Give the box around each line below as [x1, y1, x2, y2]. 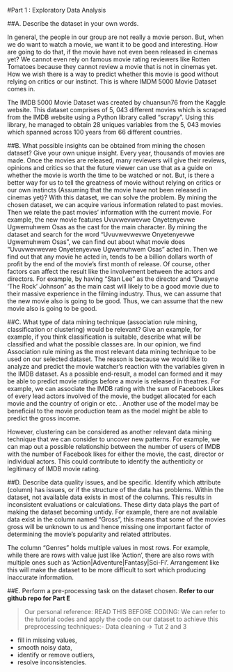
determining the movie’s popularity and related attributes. [7, 530, 172, 538]
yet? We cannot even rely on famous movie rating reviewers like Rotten [7, 55, 211, 63]
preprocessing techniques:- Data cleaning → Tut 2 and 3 [24, 623, 187, 630]
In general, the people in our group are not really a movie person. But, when [7, 33, 224, 41]
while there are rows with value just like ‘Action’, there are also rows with [7, 551, 214, 559]
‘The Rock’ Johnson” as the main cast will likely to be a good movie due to [7, 282, 220, 290]
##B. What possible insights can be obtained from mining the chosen [7, 142, 205, 149]
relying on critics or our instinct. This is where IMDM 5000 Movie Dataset [7, 77, 217, 86]
